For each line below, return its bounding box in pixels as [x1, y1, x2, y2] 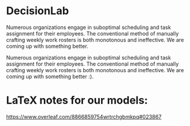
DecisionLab [6, 4, 69, 18]
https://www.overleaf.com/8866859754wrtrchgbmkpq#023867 [6, 113, 162, 120]
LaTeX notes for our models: [6, 93, 148, 107]
